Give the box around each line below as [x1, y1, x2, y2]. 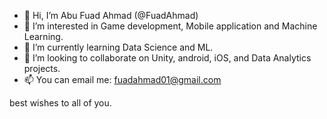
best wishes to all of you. [9, 97, 112, 109]
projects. [23, 63, 61, 74]
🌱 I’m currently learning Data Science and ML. [23, 41, 214, 53]
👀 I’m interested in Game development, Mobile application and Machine [23, 20, 318, 32]
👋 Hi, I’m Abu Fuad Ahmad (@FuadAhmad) [23, 10, 199, 21]
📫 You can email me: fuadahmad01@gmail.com [23, 74, 222, 85]
